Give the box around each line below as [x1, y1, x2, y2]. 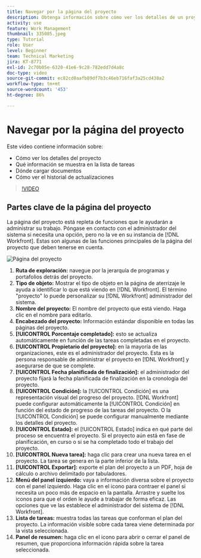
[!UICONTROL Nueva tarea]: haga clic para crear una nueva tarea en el [15, 450, 191, 458]
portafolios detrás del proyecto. [15, 273, 93, 280]
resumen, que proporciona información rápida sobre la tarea [15, 539, 164, 547]
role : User [7, 42, 34, 48]
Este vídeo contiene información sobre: [7, 143, 103, 150]
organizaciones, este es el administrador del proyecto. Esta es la [15, 349, 174, 356]
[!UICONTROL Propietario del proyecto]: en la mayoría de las [15, 343, 168, 350]
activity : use [7, 20, 42, 26]
